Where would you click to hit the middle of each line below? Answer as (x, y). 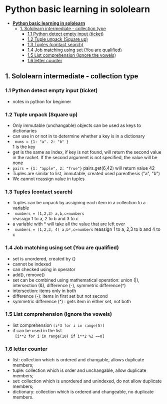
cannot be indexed (32, 264)
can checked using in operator (44, 269)
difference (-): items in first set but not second (60, 296)
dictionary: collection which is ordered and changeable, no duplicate (83, 392)
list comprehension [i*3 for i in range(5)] (58, 325)
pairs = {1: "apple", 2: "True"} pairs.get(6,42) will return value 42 (83, 168)
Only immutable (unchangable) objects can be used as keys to (77, 125)
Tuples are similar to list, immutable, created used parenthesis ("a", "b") (86, 173)
